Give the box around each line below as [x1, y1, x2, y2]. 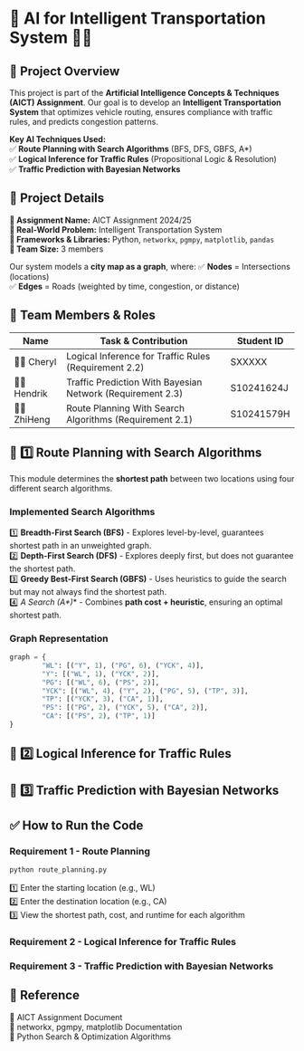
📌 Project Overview [9, 63, 120, 79]
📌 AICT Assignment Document [9, 1011, 123, 1022]
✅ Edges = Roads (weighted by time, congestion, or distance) [9, 281, 240, 291]
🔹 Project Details [9, 190, 105, 206]
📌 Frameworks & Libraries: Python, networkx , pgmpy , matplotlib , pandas [9, 234, 274, 244]
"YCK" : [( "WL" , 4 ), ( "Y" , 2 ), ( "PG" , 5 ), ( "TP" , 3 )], [42, 686, 249, 695]
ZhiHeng [14, 413, 51, 425]
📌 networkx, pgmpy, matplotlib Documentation [9, 1021, 183, 1032]
